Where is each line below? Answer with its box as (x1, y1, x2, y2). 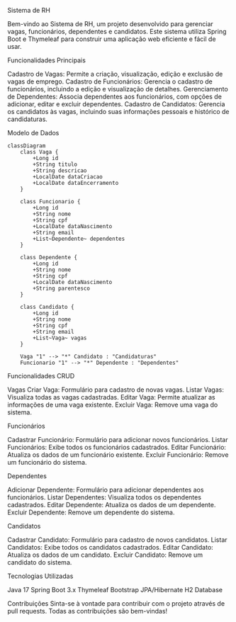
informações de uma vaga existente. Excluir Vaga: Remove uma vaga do (7, 400, 218, 409)
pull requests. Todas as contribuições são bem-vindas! (7, 607, 168, 615)
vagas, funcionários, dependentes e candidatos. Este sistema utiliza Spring (7, 28, 227, 35)
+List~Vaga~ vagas (33, 334, 87, 341)
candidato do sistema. (7, 558, 72, 566)
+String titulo (33, 161, 78, 168)
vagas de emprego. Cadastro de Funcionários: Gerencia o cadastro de (7, 77, 213, 86)
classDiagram (7, 142, 46, 149)
